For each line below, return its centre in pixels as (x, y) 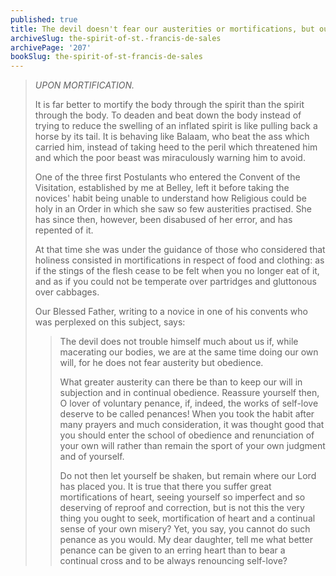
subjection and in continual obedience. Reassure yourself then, (189, 393)
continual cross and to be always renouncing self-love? (173, 561)
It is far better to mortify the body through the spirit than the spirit (169, 105)
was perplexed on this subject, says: (110, 322)
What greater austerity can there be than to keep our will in (181, 382)
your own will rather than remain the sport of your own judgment (192, 446)
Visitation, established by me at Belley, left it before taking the (162, 188)
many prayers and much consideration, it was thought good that (192, 425)
